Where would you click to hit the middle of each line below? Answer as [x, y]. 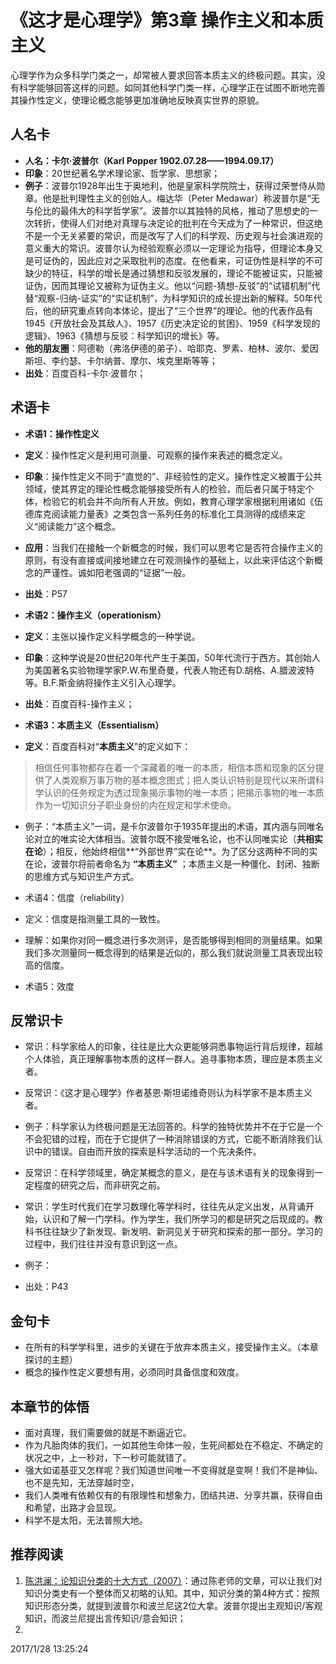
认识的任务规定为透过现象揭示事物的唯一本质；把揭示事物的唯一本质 [184, 792]
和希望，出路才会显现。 [73, 1507]
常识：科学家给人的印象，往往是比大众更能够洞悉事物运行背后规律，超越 [173, 1047]
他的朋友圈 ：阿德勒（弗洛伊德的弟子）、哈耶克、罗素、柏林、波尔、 [163, 348]
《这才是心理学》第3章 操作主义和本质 [167, 20]
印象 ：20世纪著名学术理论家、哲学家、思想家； [122, 173]
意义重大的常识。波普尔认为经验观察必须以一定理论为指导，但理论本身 [169, 248]
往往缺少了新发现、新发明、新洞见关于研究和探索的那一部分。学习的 [182, 1232]
